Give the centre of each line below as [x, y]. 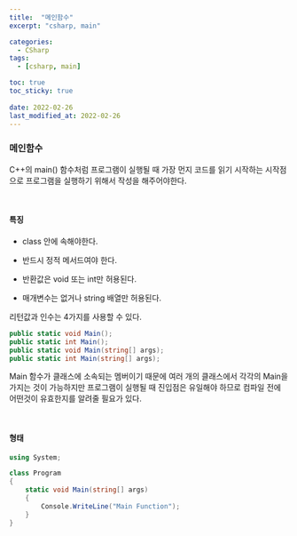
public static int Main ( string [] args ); [85, 358]
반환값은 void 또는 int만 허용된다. [79, 279]
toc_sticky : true [41, 91]
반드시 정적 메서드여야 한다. [70, 260]
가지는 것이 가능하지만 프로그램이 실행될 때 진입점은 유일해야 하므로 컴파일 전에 [145, 388]
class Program [35, 473]
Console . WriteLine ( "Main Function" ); [110, 506]
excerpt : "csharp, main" [55, 26]
